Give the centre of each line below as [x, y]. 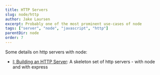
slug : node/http [22, 14]
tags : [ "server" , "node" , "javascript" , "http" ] [57, 28]
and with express [30, 67]
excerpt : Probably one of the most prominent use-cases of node [73, 24]
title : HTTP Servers [27, 10]
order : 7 [14, 38]
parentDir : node [22, 33]
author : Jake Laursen [28, 19]
